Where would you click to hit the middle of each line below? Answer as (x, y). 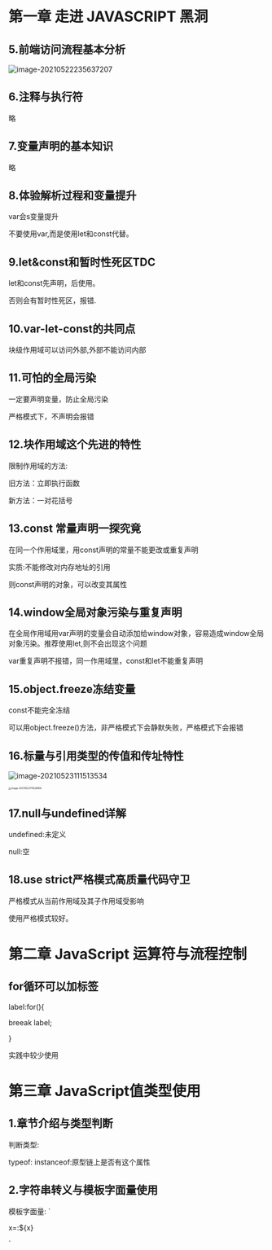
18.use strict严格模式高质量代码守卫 (99, 880)
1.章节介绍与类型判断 (61, 1123)
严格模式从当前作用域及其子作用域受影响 (76, 901)
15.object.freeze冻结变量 (72, 689)
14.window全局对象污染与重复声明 (95, 612)
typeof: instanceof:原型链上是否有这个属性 (79, 1162)
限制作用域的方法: (38, 466)
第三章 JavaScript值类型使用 (105, 1091)
